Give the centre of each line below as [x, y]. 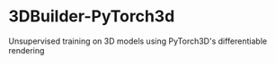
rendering [27, 50]
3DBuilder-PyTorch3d [92, 16]
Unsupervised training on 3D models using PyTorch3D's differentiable [138, 41]
